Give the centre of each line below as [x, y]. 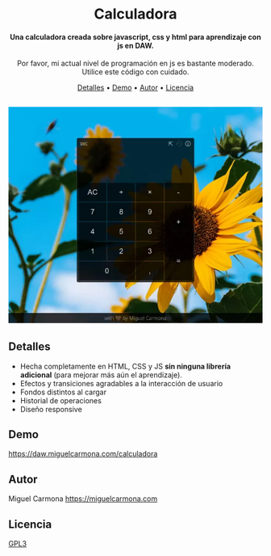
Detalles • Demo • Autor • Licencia [135, 88]
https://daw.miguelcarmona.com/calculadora [83, 454]
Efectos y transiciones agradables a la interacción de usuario [121, 383]
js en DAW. [135, 45]
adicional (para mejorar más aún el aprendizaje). [101, 375]
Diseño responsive [51, 409]
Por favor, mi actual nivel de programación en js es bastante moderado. [135, 63]
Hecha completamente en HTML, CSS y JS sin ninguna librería [125, 366]
